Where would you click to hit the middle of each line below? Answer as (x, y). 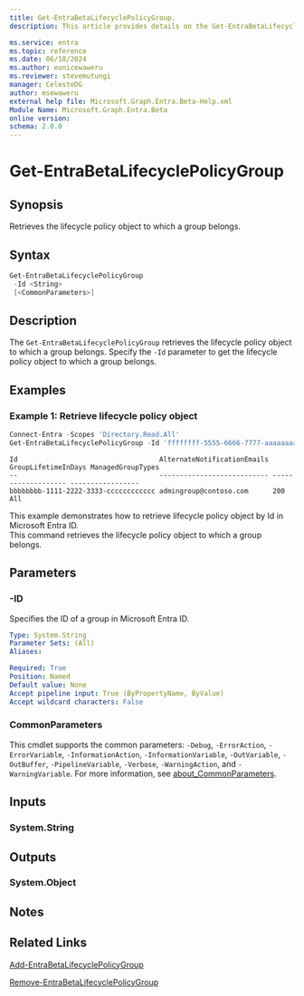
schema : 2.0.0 (36, 127)
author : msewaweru (44, 93)
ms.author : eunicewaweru (56, 68)
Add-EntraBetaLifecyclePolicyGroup (76, 964)
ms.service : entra (44, 43)
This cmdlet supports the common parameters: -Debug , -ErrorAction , (138, 745)
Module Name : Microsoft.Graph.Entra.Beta (89, 109)
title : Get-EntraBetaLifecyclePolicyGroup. (93, 18)
